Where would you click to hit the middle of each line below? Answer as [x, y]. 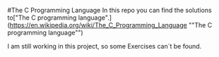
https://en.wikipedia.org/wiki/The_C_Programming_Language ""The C [111, 25]
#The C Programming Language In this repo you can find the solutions [109, 10]
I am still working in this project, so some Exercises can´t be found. [105, 46]
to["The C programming [42, 18]
